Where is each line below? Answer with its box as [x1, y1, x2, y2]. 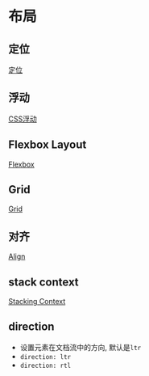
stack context [8, 275, 79, 289]
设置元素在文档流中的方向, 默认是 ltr [19, 342, 142, 352]
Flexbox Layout [8, 138, 87, 152]
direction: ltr [19, 353, 72, 361]
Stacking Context [8, 297, 66, 306]
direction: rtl [19, 361, 72, 370]
